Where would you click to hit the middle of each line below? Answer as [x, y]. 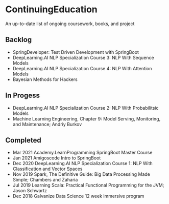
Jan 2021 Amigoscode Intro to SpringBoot [57, 158]
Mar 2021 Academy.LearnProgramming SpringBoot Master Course [82, 153]
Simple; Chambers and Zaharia [45, 180]
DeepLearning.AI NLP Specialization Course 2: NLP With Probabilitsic [86, 108]
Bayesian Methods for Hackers [45, 79]
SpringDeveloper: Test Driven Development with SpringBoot [76, 52]
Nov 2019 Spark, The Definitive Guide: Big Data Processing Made [81, 174]
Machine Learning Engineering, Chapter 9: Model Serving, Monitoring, [87, 118]
